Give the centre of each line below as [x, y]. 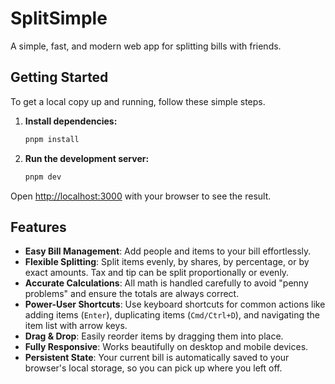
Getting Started [59, 77]
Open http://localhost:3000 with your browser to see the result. [141, 196]
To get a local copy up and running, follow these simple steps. [138, 101]
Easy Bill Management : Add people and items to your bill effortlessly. [168, 251]
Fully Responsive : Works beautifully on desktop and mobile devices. [166, 347]
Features [38, 227]
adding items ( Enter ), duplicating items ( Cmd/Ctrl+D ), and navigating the [172, 315]
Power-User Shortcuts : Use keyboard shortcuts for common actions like [175, 304]
